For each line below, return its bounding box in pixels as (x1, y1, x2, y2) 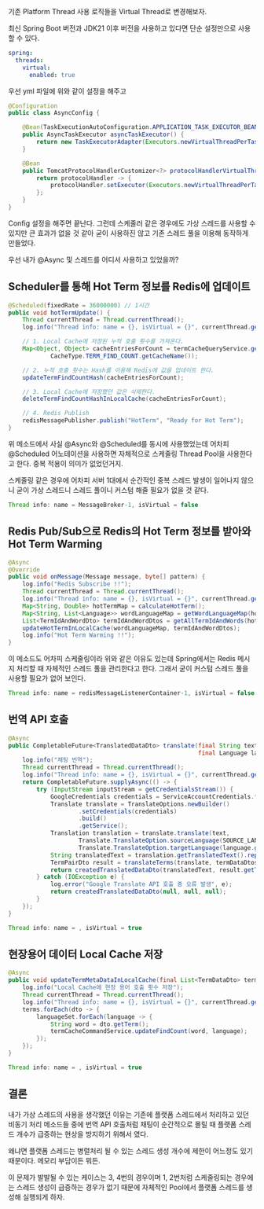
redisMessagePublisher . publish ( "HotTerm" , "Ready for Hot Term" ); (22, 417, 244, 424)
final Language (197, 749, 247, 757)
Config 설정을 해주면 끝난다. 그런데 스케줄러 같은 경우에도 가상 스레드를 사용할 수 (8, 219, 256, 228)
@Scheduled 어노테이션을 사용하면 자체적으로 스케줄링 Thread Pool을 (8, 449, 225, 458)
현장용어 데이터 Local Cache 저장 (8, 947, 163, 961)
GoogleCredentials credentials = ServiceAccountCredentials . (49, 792, 255, 800)
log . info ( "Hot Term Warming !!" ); (22, 631, 135, 639)
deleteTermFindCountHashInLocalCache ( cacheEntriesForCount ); (22, 395, 226, 403)
